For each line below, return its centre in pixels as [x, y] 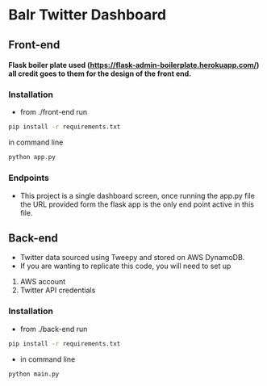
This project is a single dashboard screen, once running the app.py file [138, 195]
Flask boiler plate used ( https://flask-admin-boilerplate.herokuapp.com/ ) [134, 65]
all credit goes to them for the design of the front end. [100, 73]
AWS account [43, 282]
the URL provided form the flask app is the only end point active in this [137, 204]
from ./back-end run [54, 329]
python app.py [32, 157]
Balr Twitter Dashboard [88, 15]
